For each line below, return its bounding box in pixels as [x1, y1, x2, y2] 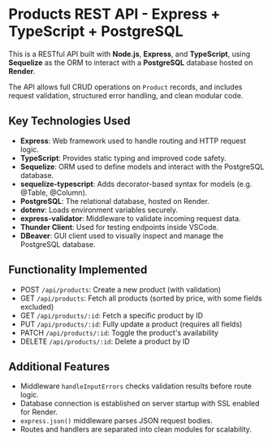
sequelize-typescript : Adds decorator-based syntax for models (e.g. [19, 179, 253, 188]
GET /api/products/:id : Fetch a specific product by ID [19, 310, 204, 320]
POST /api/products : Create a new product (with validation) [19, 284, 222, 294]
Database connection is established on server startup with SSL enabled [19, 399, 260, 409]
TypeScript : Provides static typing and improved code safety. [19, 153, 227, 162]
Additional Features [8, 359, 110, 374]
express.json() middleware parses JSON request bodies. [19, 416, 214, 426]
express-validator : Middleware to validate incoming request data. [19, 213, 241, 223]
